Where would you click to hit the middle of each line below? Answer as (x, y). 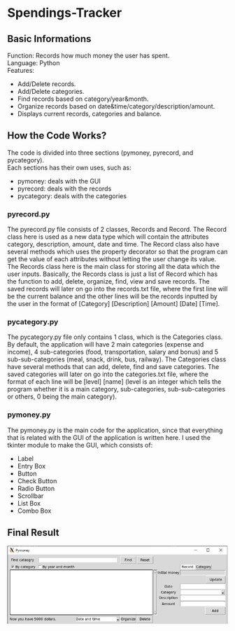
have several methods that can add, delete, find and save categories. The (113, 367)
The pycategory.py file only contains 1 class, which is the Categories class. (115, 337)
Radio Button (36, 488)
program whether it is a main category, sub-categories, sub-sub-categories (116, 389)
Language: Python (34, 63)
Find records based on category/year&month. (83, 99)
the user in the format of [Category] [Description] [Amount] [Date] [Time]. (114, 304)
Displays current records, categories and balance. (90, 114)
